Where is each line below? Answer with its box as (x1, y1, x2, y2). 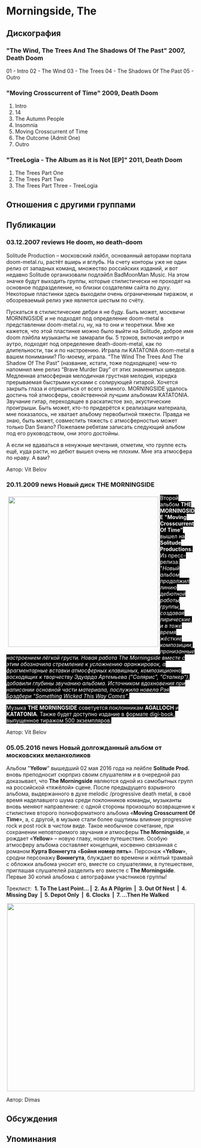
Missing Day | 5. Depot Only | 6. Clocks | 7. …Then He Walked (6, 891, 169, 898)
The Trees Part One (14, 170, 64, 177)
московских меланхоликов (6, 750, 91, 759)
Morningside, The (6, 4, 97, 18)
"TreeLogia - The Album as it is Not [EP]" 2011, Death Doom (6, 156, 183, 164)
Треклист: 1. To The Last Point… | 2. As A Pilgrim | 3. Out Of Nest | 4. (6, 885, 187, 892)
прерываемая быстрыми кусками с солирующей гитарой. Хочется (6, 378, 178, 385)
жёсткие (160, 634, 182, 642)
